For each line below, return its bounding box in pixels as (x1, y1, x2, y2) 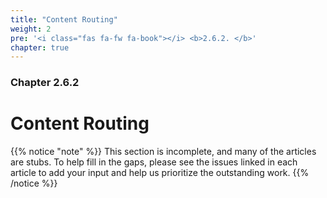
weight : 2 (10, 24, 52, 34)
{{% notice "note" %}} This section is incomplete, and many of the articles (10, 146, 317, 158)
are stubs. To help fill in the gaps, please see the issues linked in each (10, 156, 298, 168)
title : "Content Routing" (10, 14, 118, 25)
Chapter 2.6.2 (10, 76, 80, 90)
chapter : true (10, 42, 70, 53)
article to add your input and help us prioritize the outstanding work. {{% (10, 167, 310, 179)
